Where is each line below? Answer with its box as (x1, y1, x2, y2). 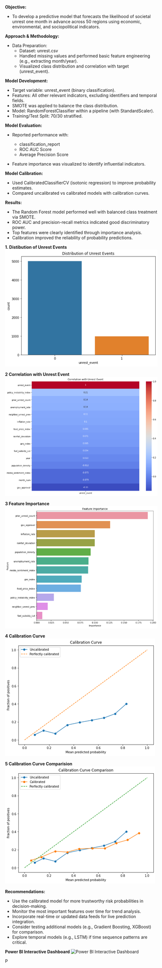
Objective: (5, 4, 27, 10)
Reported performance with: (12, 132, 69, 137)
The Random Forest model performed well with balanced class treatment (12, 209, 158, 215)
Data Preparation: (12, 43, 47, 48)
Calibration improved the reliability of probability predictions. (12, 235, 133, 240)
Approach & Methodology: (5, 34, 59, 39)
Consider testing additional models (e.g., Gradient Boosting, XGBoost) (12, 924, 151, 930)
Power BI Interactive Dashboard (5, 949, 70, 955)
